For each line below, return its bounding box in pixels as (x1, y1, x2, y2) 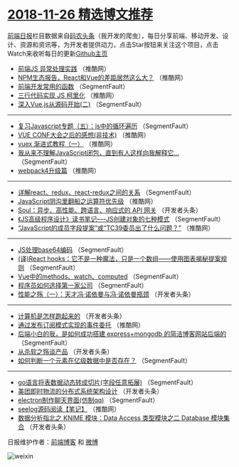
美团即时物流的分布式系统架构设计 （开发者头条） (17, 387, 164, 395)
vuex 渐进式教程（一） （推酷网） (17, 140, 117, 148)
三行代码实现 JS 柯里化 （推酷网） (17, 90, 119, 100)
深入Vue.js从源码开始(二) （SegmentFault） (17, 100, 146, 108)
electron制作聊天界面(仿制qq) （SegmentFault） (17, 396, 159, 404)
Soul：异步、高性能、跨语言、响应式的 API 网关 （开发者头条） (17, 206, 203, 214)
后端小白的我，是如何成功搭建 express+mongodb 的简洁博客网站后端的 (17, 329, 227, 338)
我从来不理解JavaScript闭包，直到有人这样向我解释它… (17, 148, 180, 157)
